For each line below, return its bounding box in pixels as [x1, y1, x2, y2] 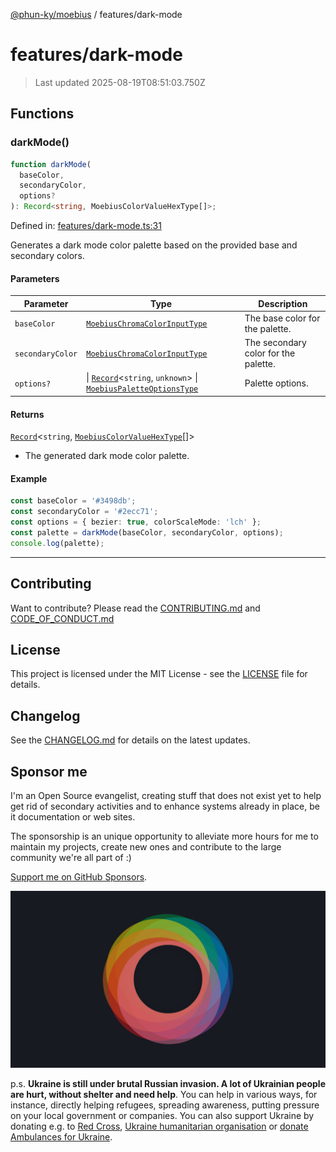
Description [258, 297, 308, 309]
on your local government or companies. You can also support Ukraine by [10, 1110, 315, 1122]
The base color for [244, 312, 321, 324]
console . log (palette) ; [10, 538, 105, 548]
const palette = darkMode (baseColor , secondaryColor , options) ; [10, 527, 284, 538]
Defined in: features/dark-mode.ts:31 [10, 220, 162, 231]
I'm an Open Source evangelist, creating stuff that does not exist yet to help [10, 789, 322, 801]
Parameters [10, 272, 60, 284]
